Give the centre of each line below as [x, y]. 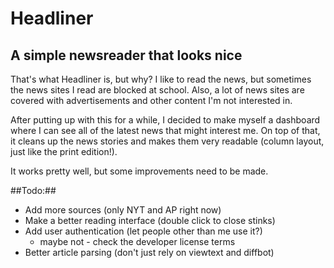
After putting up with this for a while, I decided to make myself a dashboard [165, 120]
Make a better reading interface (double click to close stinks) [150, 220]
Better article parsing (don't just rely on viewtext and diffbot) [149, 252]
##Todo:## [33, 190]
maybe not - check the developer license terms [137, 241]
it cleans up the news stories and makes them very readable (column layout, [167, 141]
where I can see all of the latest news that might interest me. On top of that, [165, 130]
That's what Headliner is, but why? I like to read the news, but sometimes [161, 79]
